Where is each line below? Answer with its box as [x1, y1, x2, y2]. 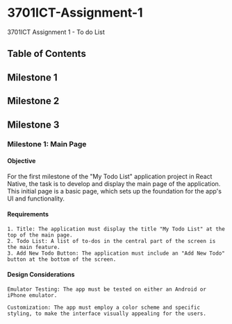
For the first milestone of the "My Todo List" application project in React [7, 172, 213, 180]
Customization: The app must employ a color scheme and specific [7, 304, 200, 312]
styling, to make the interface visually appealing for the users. [7, 310, 207, 317]
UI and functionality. [7, 194, 65, 203]
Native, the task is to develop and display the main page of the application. [7, 179, 221, 188]
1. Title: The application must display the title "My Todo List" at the [7, 225, 226, 232]
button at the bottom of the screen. [7, 255, 117, 263]
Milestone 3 [7, 119, 60, 130]
